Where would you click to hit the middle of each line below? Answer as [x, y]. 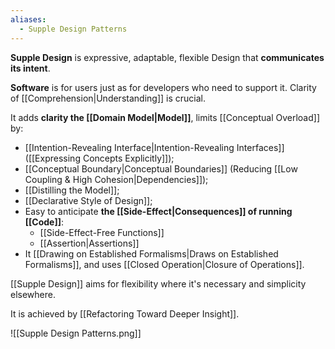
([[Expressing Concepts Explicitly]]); [99, 158]
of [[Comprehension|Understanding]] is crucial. [108, 98]
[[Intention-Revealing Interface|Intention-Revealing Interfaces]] [154, 147]
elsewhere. [33, 294]
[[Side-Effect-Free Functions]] [102, 232]
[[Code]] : [44, 222]
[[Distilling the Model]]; [72, 190]
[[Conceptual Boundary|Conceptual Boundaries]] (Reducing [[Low [161, 168]
